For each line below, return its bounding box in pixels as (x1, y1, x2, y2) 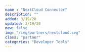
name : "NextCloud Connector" (5, 7, 68, 12)
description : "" (5, 12, 39, 17)
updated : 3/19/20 (5, 21, 41, 26)
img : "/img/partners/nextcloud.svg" (5, 30, 81, 35)
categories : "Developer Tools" (5, 40, 70, 45)
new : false (5, 26, 28, 31)
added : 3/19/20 (5, 16, 37, 21)
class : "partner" (5, 35, 41, 40)
